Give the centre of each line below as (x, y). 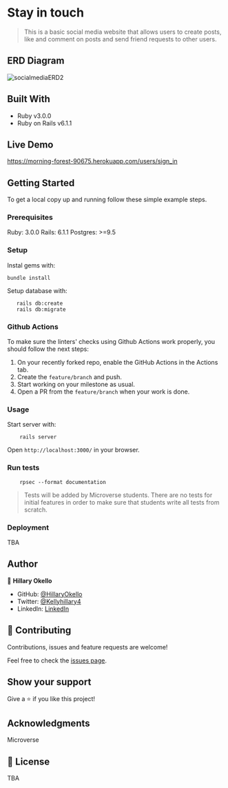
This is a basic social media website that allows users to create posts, (123, 32)
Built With (29, 99)
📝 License (29, 761)
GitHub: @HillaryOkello (50, 594)
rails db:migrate (41, 309)
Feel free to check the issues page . (57, 660)
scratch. (36, 509)
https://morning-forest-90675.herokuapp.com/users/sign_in (92, 161)
